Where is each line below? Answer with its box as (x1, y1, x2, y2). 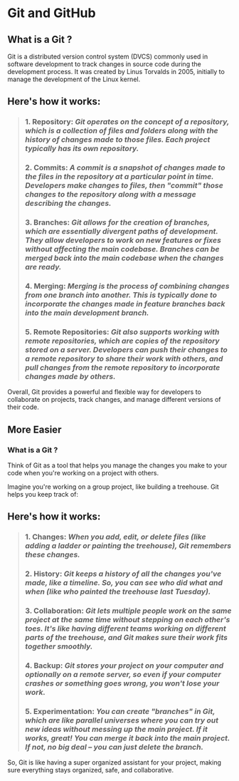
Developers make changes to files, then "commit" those (24, 180, 224, 190)
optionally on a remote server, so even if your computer (24, 670, 222, 680)
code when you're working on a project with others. (7, 469, 159, 477)
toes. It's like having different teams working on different (24, 624, 226, 633)
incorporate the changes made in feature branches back (24, 299, 225, 309)
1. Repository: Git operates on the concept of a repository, (24, 117, 230, 127)
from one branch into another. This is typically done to (24, 290, 218, 300)
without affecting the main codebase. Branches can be (24, 244, 220, 254)
